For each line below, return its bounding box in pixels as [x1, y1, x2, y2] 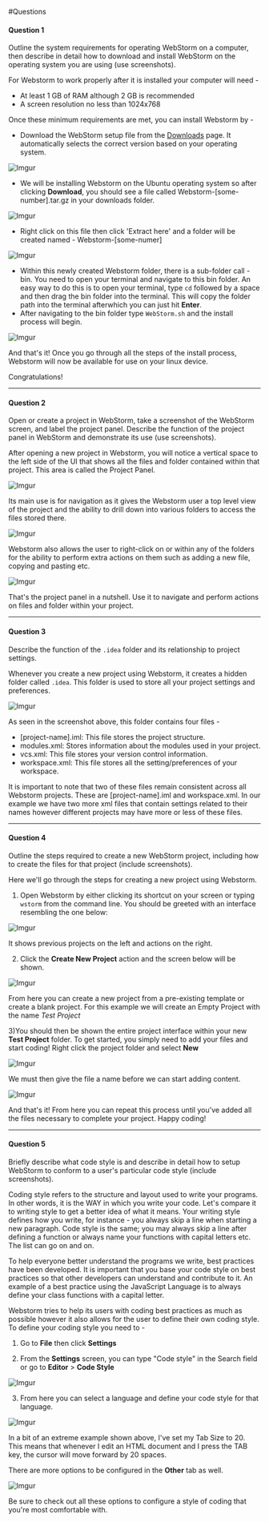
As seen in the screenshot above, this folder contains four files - [8, 717, 220, 726]
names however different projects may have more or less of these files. [8, 807, 243, 817]
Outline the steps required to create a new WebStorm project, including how [8, 850, 259, 860]
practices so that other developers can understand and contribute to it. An [8, 1273, 254, 1283]
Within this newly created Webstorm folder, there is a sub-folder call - [19, 266, 251, 275]
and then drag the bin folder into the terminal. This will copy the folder [19, 291, 251, 301]
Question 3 [8, 627, 46, 636]
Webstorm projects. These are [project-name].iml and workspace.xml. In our [8, 790, 261, 800]
